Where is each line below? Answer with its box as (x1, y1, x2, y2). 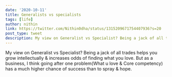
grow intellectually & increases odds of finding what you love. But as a (5, 55, 153, 61)
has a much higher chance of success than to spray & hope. (5, 65, 132, 71)
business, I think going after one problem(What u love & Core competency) (5, 60, 163, 66)
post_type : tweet (5, 31, 42, 36)
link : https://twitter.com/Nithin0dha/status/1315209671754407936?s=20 (5, 26, 161, 31)
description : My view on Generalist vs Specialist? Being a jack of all (5, 36, 164, 41)
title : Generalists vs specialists (5, 12, 81, 17)
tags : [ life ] (5, 17, 33, 22)
